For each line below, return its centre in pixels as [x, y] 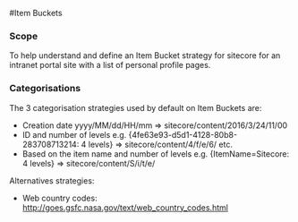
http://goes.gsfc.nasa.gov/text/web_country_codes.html [125, 207]
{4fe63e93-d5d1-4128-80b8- [183, 134]
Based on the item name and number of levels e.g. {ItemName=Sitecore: [156, 154]
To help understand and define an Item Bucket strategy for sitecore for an [145, 55]
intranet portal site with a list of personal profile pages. [110, 65]
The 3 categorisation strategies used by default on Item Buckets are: [136, 107]
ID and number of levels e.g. [74, 134]
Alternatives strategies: [52, 180]
